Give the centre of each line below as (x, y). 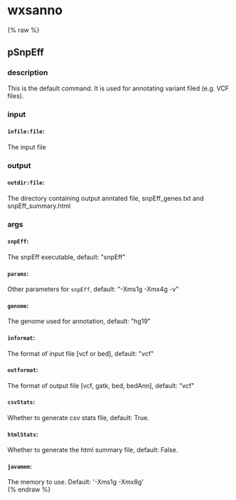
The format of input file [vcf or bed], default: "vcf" (81, 353)
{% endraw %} (29, 489)
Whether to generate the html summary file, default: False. (93, 450)
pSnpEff (26, 52)
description (28, 73)
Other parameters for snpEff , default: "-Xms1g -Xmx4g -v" (93, 289)
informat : (21, 338)
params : (18, 274)
